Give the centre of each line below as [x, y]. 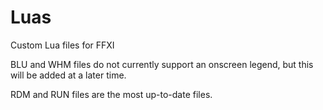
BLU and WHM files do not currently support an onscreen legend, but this [162, 64]
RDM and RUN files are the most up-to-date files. [111, 94]
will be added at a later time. [68, 75]
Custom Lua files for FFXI [62, 45]
